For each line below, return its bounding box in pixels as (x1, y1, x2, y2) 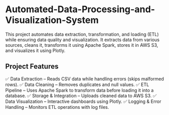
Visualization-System (5, 14, 99, 26)
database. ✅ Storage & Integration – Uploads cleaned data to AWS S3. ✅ (5, 93, 157, 99)
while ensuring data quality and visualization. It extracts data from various (5, 37, 160, 43)
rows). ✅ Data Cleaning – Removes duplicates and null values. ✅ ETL (5, 81, 149, 88)
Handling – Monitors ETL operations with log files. (5, 104, 109, 110)
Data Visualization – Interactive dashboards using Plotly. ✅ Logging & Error (5, 98, 161, 104)
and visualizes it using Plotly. (5, 47, 66, 53)
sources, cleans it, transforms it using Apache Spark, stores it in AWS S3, (5, 42, 158, 48)
